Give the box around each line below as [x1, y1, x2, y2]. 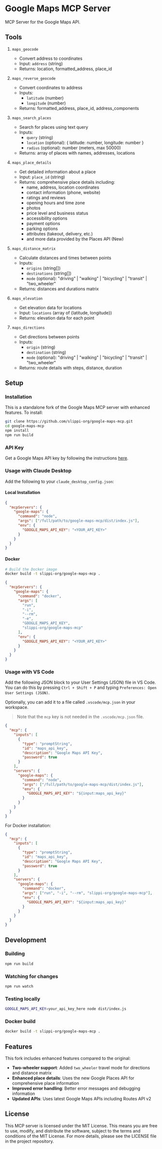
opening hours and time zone [26, 200, 85, 206]
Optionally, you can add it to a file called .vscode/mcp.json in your [5, 699, 135, 705]
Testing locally [5, 995, 41, 1002]
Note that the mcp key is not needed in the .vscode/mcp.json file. [16, 714, 144, 720]
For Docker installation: [5, 822, 51, 828]
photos [26, 205, 41, 211]
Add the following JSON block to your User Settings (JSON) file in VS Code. [5, 679, 156, 686]
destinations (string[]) [26, 270, 72, 276]
